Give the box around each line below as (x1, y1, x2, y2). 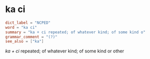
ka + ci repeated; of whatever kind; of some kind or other (5, 48, 125, 54)
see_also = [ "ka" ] (5, 39, 44, 44)
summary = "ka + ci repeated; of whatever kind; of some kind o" (5, 29, 145, 35)
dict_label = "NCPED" (5, 20, 51, 25)
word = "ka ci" (5, 25, 37, 30)
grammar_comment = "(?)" (5, 34, 58, 39)
